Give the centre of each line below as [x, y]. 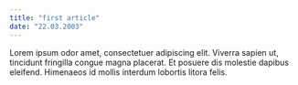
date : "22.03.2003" [47, 27]
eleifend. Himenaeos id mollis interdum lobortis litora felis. [118, 72]
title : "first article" [55, 18]
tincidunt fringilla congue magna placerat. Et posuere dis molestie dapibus [149, 62]
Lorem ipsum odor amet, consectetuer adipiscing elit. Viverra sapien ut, [144, 52]
